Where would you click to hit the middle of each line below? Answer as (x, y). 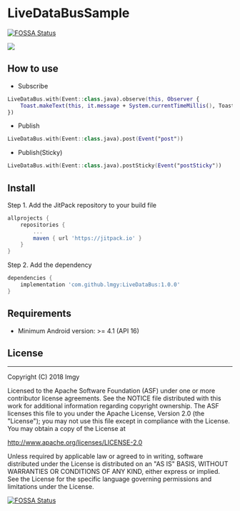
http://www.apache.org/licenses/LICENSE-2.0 (75, 442)
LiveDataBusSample (69, 13)
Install (21, 188)
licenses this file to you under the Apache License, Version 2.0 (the (106, 414)
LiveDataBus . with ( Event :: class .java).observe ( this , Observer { (104, 99)
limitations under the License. (51, 487)
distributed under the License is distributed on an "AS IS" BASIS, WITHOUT (118, 464)
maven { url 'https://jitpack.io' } (87, 238)
